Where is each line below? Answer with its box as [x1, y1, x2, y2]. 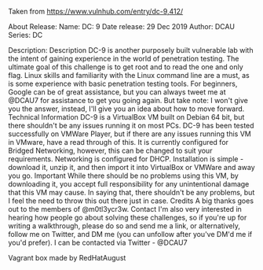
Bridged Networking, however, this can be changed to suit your [8, 146, 213, 155]
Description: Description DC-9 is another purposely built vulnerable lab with [8, 46, 254, 54]
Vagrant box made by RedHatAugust [8, 253, 126, 262]
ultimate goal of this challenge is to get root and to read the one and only [8, 62, 243, 72]
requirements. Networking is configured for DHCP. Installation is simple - [8, 154, 244, 164]
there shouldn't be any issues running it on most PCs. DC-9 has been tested [8, 121, 254, 130]
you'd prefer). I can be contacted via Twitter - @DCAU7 [8, 238, 188, 247]
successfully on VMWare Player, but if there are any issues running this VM [8, 129, 251, 139]
